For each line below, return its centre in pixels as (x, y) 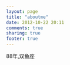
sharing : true (24, 33)
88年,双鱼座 (21, 56)
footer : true (22, 39)
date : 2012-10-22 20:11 (35, 22)
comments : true (25, 28)
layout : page (22, 11)
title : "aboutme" (27, 17)
